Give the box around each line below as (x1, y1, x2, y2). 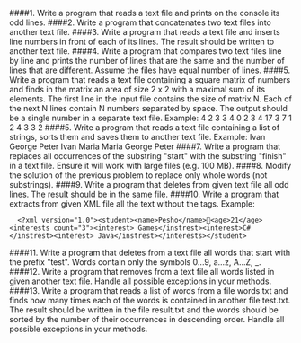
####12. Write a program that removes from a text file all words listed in (9, 267, 275, 277)
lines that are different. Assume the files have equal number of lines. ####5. (9, 65, 290, 75)
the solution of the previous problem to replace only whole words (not (9, 170, 268, 180)
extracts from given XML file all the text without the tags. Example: (9, 198, 256, 209)
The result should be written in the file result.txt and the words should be (9, 304, 279, 315)
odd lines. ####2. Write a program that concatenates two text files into (9, 17, 271, 28)
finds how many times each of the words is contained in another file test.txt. (9, 295, 291, 305)
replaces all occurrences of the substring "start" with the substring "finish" (9, 151, 287, 161)
